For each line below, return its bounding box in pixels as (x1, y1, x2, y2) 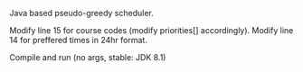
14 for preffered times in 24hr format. (9, 35, 147, 45)
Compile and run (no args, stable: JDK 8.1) (9, 52, 166, 62)
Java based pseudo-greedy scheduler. (9, 8, 154, 18)
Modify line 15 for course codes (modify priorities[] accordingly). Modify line (9, 25, 294, 35)
